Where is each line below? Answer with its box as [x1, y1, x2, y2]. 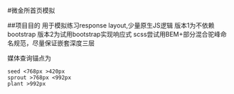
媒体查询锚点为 [7, 54, 51, 62]
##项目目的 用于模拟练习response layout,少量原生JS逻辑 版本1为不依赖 [7, 21, 215, 30]
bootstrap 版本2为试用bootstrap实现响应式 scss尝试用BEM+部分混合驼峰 [7, 30, 221, 38]
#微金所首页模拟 [7, 6, 55, 14]
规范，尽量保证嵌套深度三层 [13, 39, 95, 47]
